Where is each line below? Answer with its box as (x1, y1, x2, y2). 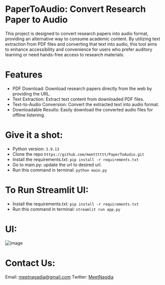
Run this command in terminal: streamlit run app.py (12, 206, 121, 212)
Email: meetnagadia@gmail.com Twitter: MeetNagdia (5, 274, 114, 280)
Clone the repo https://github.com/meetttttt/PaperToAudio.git (12, 151, 145, 157)
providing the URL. (12, 91, 51, 96)
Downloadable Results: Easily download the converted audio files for (12, 106, 153, 112)
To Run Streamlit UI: (5, 185, 89, 195)
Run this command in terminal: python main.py (12, 167, 107, 173)
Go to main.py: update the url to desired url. (12, 162, 102, 168)
